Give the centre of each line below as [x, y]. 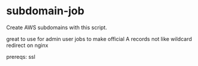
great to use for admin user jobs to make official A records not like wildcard [99, 39]
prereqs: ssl [21, 56]
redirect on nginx [27, 45]
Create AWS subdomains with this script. [57, 27]
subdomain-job [45, 11]
